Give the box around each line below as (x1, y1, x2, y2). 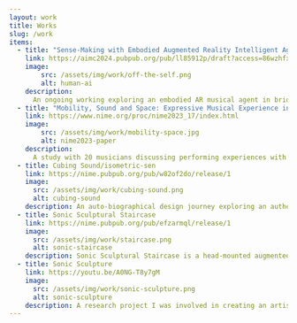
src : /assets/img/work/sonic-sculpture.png (32, 284, 196, 293)
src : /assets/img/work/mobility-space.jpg (41, 128, 200, 137)
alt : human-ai (41, 79, 93, 88)
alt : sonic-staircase (32, 243, 113, 252)
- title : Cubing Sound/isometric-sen (17, 161, 156, 170)
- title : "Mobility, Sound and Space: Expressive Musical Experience (17, 104, 278, 112)
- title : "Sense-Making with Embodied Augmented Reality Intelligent (17, 46, 278, 55)
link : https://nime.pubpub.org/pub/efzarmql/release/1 (25, 219, 232, 227)
